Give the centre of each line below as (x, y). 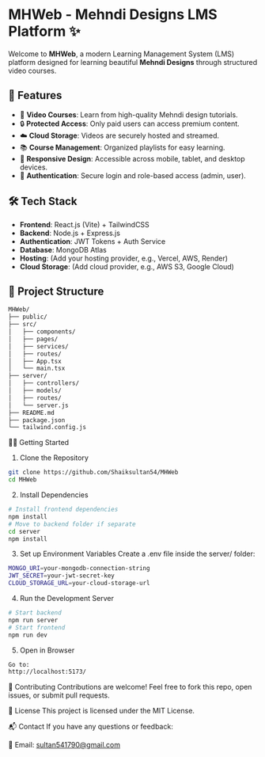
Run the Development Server (67, 598)
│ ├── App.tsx (35, 361)
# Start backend (35, 613)
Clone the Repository (54, 458)
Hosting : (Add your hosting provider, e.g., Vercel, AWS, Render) (123, 258)
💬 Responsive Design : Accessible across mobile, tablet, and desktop (132, 158)
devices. (34, 167)
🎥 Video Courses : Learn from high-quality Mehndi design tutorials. (129, 114)
